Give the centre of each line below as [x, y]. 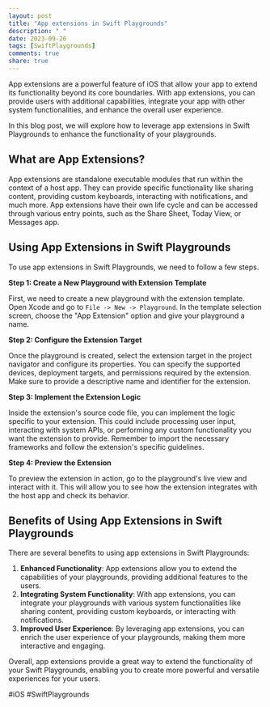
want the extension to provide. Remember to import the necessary [119, 438]
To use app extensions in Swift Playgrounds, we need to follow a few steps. [134, 267]
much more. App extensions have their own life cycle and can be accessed [133, 205]
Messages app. [34, 222]
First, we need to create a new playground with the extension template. [127, 298]
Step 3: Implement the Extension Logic [75, 396]
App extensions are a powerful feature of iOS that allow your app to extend [133, 84]
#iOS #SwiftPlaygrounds [49, 694]
